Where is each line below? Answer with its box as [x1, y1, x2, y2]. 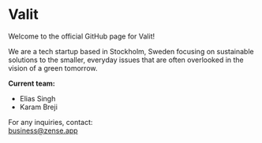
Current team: [8, 79, 55, 88]
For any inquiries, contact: [8, 117, 93, 126]
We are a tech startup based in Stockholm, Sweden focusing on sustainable [8, 46, 254, 56]
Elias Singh [19, 93, 56, 103]
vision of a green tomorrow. [8, 63, 98, 72]
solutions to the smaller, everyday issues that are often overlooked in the [8, 55, 245, 64]
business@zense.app [8, 126, 78, 135]
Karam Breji [19, 102, 58, 112]
